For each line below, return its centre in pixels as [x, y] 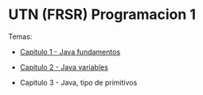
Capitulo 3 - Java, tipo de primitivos [78, 82]
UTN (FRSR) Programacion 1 [102, 15]
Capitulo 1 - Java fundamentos [70, 51]
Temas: [20, 36]
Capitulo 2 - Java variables [64, 67]
